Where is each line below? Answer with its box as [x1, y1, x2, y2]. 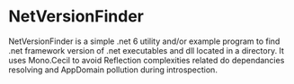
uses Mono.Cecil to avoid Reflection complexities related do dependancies [8, 55, 285, 65]
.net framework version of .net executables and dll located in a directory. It [8, 45, 285, 55]
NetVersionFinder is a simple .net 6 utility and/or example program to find [8, 36, 281, 46]
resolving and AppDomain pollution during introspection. [8, 64, 218, 75]
